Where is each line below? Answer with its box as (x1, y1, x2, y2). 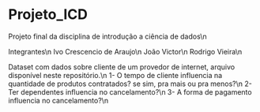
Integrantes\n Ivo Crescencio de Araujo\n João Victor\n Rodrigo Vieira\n (8, 47, 243, 56)
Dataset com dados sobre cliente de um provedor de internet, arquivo (8, 62, 236, 72)
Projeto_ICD (8, 6, 89, 24)
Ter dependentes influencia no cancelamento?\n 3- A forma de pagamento (8, 87, 252, 96)
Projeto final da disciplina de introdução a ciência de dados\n (8, 32, 207, 41)
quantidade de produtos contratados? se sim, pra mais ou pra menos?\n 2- (8, 79, 253, 88)
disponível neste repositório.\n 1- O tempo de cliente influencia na (8, 70, 223, 80)
